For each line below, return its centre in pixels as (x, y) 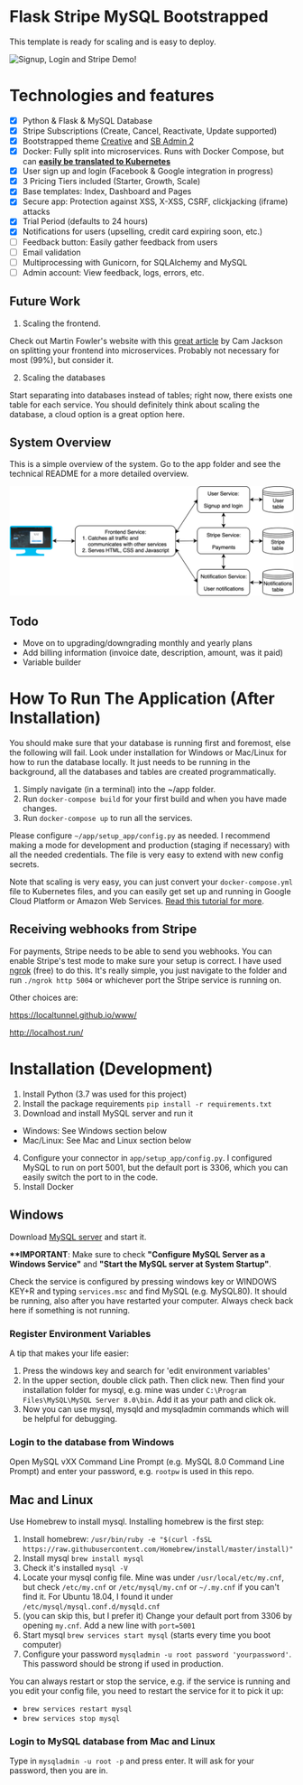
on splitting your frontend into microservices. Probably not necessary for (144, 350)
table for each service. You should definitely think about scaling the (134, 405)
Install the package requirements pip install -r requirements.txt (147, 1103)
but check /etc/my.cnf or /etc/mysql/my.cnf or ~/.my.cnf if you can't (151, 1587)
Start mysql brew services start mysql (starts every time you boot (147, 1635)
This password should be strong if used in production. (123, 1664)
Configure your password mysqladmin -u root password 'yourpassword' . (156, 1654)
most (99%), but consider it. (62, 360)
